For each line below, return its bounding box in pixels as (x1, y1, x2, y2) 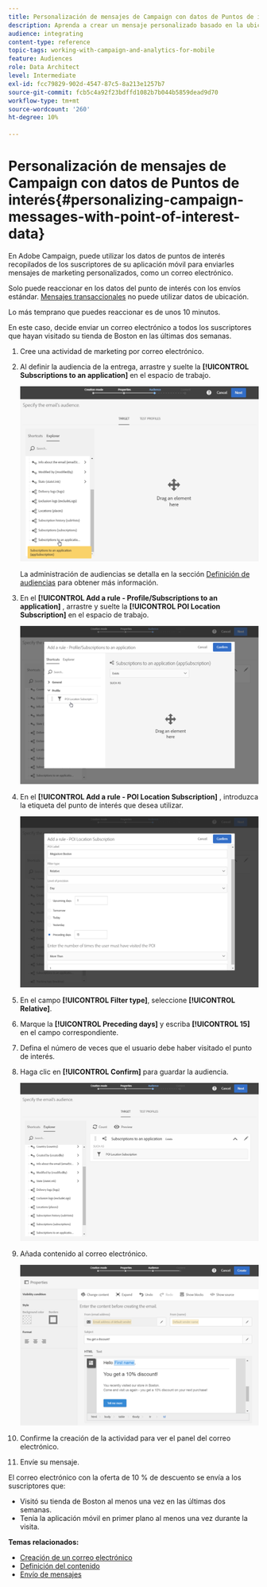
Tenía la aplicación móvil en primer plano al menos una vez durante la (19, 1513, 248, 1523)
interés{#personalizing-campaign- (8, 191, 244, 209)
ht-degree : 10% (8, 114, 59, 122)
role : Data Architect (8, 64, 80, 72)
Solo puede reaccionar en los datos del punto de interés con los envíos (8, 283, 241, 293)
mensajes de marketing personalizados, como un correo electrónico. (8, 267, 234, 278)
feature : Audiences (8, 55, 73, 63)
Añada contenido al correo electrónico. (19, 1249, 149, 1258)
